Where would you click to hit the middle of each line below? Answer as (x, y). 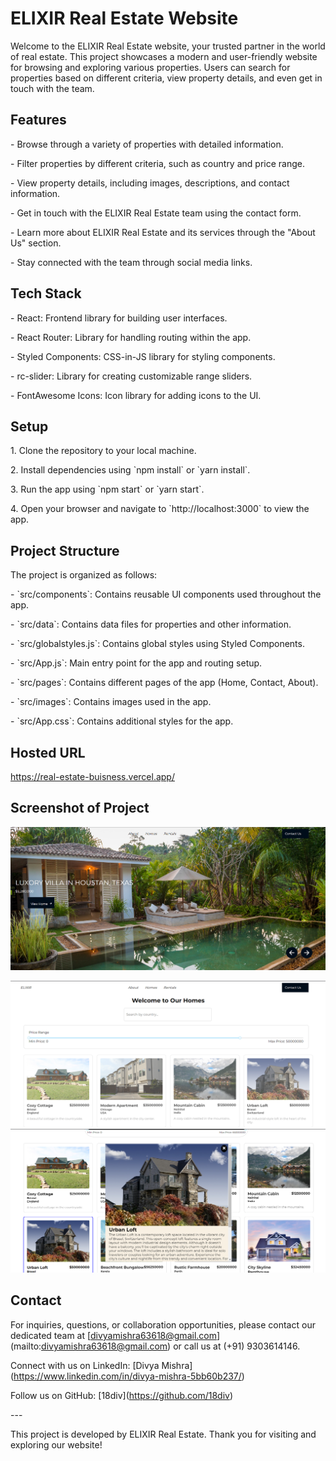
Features (38, 120)
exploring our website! (56, 1444)
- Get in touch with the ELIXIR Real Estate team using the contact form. (156, 213)
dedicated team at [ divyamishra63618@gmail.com (113, 1335)
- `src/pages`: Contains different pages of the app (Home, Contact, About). (164, 683)
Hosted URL (48, 752)
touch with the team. (52, 88)
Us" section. (36, 243)
